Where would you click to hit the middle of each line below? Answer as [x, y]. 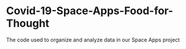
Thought [28, 23]
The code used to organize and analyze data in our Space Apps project [93, 40]
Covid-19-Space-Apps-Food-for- [90, 11]
